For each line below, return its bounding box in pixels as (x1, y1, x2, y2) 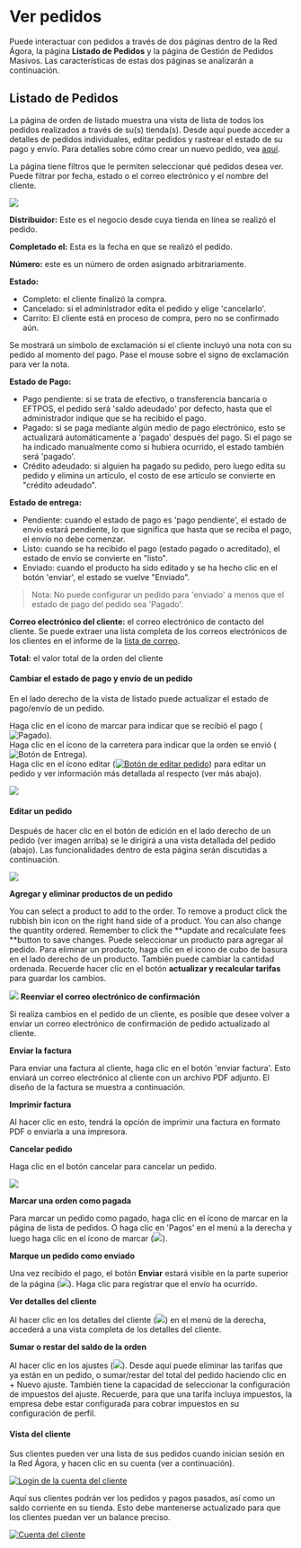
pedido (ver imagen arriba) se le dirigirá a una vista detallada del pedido (9, 835, 276, 846)
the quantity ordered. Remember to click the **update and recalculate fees (9, 925, 286, 936)
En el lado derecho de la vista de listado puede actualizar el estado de (9, 693, 270, 703)
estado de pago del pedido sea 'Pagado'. (31, 598, 184, 609)
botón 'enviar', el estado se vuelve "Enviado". (22, 571, 190, 582)
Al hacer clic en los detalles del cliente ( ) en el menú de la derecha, (9, 1315, 267, 1326)
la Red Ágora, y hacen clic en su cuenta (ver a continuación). (9, 1458, 235, 1469)
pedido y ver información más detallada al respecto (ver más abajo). (9, 767, 262, 779)
